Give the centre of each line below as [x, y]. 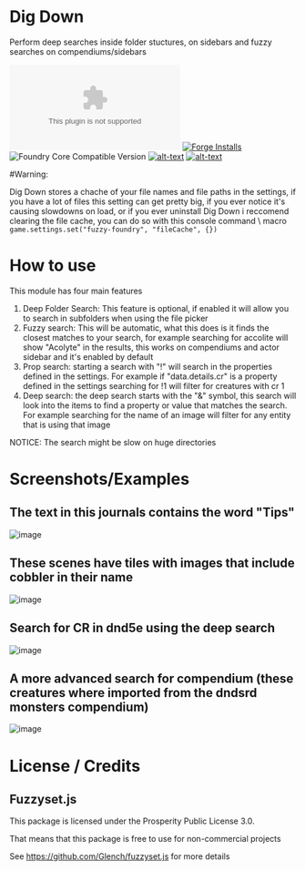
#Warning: [29, 174]
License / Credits [75, 766]
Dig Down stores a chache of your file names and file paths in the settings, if [152, 191]
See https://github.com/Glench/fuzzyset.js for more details [120, 856]
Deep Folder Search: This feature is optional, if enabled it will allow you [156, 308]
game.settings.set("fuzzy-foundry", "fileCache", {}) [114, 230]
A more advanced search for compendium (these [152, 678]
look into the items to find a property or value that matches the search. [155, 405]
